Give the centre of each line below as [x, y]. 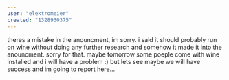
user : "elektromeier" [38, 13]
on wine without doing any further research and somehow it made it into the [115, 47]
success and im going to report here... [61, 69]
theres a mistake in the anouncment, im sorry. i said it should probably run [112, 39]
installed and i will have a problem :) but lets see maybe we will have [104, 61]
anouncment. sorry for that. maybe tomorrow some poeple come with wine [113, 54]
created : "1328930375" [40, 20]
